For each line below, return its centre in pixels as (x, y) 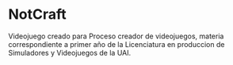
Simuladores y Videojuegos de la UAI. (70, 52)
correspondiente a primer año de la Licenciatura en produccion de (116, 44)
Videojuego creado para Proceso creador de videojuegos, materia (116, 36)
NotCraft (38, 14)
